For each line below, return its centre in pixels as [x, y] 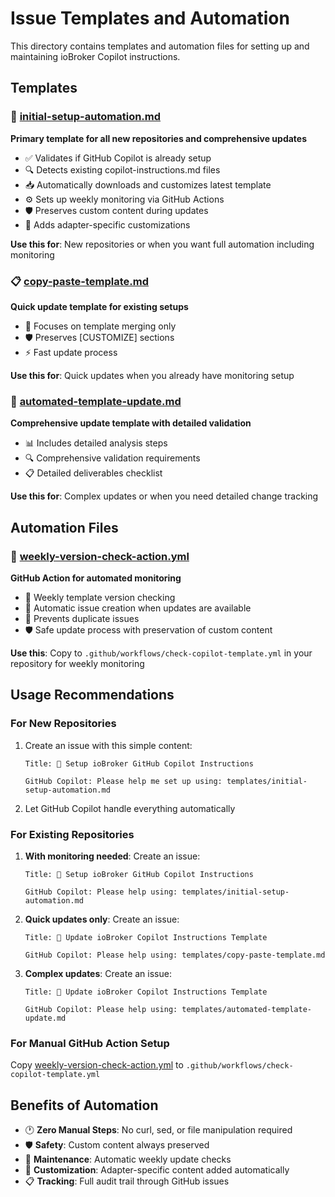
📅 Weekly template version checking [100, 597]
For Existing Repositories [72, 834]
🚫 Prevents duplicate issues [82, 618]
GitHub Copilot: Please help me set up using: [123, 781]
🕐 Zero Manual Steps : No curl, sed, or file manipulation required [158, 1130]
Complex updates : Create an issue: [98, 973]
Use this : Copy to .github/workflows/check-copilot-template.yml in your [161, 653]
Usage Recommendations [92, 695]
